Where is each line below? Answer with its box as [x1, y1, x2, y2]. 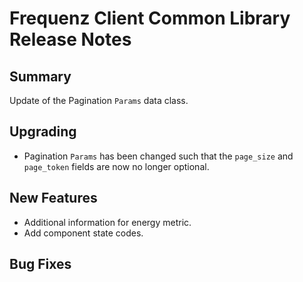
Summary [9, 68, 72, 85]
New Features [9, 190, 98, 207]
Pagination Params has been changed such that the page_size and [23, 150, 294, 162]
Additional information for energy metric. [23, 216, 192, 228]
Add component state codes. [23, 227, 144, 239]
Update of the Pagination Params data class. [9, 95, 189, 106]
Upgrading [9, 123, 77, 141]
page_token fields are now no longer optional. [23, 160, 210, 172]
